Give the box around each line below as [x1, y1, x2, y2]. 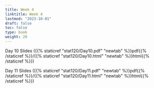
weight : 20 [5, 35, 28, 40]
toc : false [5, 25, 28, 30]
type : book [5, 30, 28, 35]
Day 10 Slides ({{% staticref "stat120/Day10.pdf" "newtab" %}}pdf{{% [5, 47, 147, 54]
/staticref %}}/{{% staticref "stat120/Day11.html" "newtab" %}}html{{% [5, 73, 149, 79]
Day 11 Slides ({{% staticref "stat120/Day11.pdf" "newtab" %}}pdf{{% [5, 67, 145, 73]
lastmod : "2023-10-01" [5, 16, 52, 21]
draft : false [5, 21, 32, 26]
